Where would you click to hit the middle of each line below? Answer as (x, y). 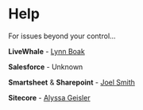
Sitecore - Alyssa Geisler (49, 97)
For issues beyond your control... (62, 36)
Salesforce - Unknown (46, 67)
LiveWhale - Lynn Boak (46, 51)
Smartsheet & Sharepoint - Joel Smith (71, 82)
